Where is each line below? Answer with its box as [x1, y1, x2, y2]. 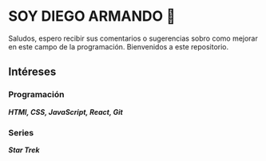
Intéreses [8, 65, 57, 79]
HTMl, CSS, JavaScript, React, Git [8, 107, 124, 116]
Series [8, 127, 34, 138]
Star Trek [8, 145, 40, 155]
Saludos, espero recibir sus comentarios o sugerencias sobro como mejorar [8, 33, 258, 43]
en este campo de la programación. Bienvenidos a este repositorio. [8, 41, 229, 51]
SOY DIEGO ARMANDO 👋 [8, 7, 176, 26]
